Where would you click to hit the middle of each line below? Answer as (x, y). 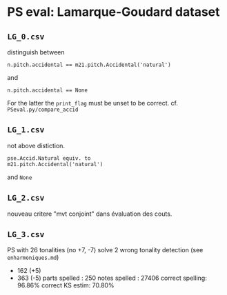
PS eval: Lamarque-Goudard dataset (113, 12)
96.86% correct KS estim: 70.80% (66, 285)
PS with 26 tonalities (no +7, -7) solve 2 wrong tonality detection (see (105, 250)
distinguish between (36, 52)
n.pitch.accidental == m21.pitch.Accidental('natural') (89, 65)
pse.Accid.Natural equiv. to (49, 158)
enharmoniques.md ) (33, 257)
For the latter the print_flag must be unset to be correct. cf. (92, 103)
